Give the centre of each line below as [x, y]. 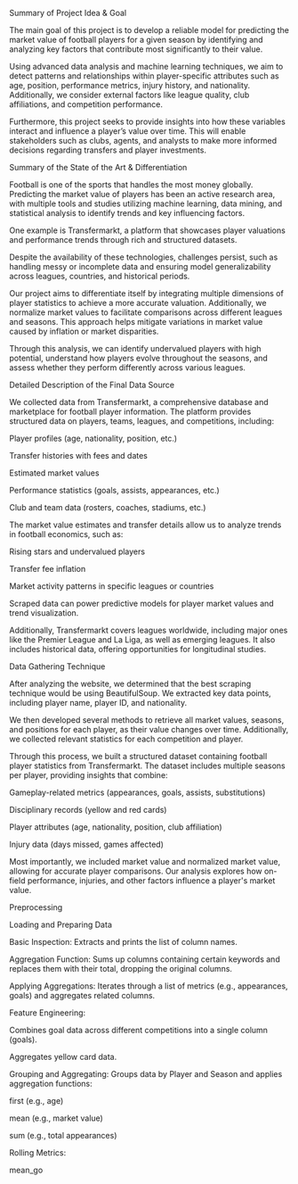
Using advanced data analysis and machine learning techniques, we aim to [146, 66]
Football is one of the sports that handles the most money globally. [131, 185]
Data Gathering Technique [57, 667]
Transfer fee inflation [48, 569]
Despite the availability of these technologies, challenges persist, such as [144, 257]
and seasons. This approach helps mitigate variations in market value [136, 322]
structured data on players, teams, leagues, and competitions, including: [141, 421]
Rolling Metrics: [38, 1153]
